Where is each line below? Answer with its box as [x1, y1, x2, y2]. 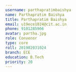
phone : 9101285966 [5, 26, 44, 31]
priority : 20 [5, 59, 33, 64]
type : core [5, 41, 28, 46]
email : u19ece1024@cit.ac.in [5, 21, 67, 27]
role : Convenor [5, 36, 37, 41]
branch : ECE [5, 50, 30, 55]
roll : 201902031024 [5, 45, 47, 50]
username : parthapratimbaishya [5, 7, 71, 13]
